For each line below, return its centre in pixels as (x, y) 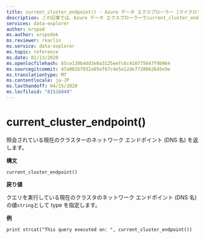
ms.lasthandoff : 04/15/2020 (42, 86)
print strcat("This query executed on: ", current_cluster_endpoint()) (99, 230)
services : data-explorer (38, 23)
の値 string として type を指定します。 (53, 205)
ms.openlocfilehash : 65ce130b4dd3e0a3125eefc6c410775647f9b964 (88, 63)
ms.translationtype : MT (37, 75)
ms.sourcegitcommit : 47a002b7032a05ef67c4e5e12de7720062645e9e (88, 69)
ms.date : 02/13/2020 (33, 58)
